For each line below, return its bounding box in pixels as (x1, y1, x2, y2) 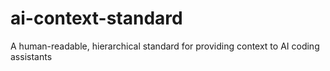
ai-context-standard (10, 7, 183, 30)
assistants (10, 50, 53, 62)
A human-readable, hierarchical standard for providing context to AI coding (10, 40, 320, 52)
